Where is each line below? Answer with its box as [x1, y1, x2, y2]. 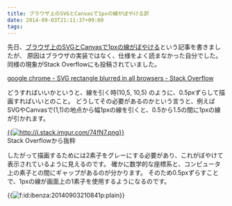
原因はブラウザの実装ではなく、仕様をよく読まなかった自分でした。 [26, 51, 222, 60]
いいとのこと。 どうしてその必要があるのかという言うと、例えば [31, 97, 215, 105]
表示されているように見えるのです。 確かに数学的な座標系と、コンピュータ [7, 160, 221, 169]
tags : [7, 23, 23, 30]
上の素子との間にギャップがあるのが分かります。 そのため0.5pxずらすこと [7, 169, 219, 177]
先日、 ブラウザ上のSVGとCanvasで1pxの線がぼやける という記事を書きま [7, 43, 215, 51]
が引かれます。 [7, 114, 50, 123]
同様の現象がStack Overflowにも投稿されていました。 [7, 60, 161, 69]
